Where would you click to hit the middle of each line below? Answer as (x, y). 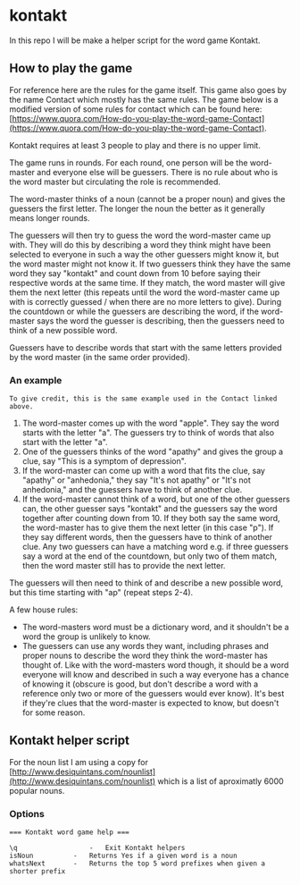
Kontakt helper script (69, 741)
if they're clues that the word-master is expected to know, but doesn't (150, 704)
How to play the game (71, 68)
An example (36, 380)
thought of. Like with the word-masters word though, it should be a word (155, 665)
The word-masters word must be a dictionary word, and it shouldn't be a (155, 628)
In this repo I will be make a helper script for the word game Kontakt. (135, 40)
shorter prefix (37, 872)
